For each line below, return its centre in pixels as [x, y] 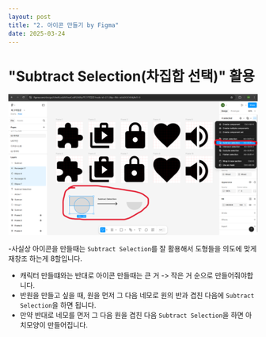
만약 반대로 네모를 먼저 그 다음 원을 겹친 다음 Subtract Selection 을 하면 [131, 315]
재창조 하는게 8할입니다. [46, 258]
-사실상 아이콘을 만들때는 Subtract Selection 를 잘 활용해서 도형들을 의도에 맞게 [133, 248]
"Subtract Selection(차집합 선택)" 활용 [132, 76]
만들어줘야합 [234, 275]
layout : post [30, 17]
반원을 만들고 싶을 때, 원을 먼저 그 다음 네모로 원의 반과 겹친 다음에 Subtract [137, 295]
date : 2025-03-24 [37, 33]
